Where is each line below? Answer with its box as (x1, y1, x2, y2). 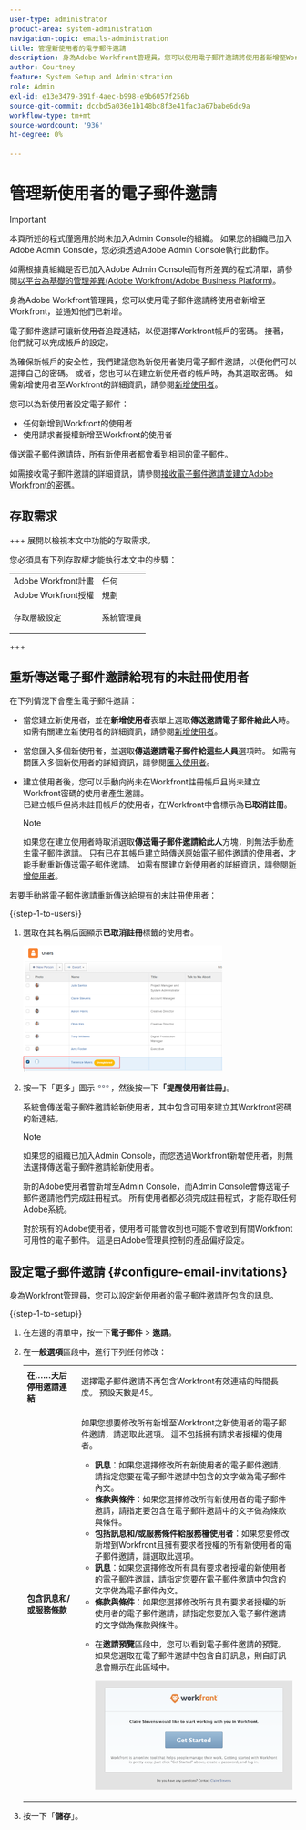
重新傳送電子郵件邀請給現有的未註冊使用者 (9, 669, 249, 685)
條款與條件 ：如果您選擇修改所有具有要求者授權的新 (94, 1596, 287, 1607)
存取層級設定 (13, 612, 62, 623)
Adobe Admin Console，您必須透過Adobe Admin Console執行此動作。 (9, 244, 274, 255)
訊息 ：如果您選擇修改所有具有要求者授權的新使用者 (94, 1562, 287, 1573)
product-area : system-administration (9, 24, 153, 34)
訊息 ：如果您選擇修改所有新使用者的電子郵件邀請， (94, 1459, 287, 1470)
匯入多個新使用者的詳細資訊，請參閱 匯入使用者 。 (30, 757, 215, 768)
